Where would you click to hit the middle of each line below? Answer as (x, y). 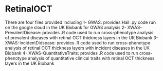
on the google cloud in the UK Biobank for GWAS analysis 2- (66, 27)
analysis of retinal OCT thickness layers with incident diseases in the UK (77, 48)
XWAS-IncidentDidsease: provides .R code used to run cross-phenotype (78, 43)
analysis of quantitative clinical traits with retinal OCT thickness (91, 58)
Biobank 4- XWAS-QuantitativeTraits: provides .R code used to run (72, 53)
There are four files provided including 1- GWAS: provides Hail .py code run (81, 22)
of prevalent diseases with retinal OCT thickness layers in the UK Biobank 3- (81, 38)
